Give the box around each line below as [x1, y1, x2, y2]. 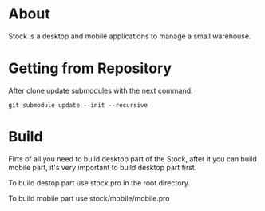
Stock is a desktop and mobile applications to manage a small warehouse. [8, 31, 251, 41]
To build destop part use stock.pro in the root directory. [8, 177, 190, 188]
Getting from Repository [8, 59, 172, 78]
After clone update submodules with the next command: [8, 86, 193, 95]
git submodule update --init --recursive [8, 101, 148, 109]
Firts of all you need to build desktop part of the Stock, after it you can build [8, 153, 257, 164]
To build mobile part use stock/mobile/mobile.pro [8, 193, 170, 203]
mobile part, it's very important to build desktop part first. [8, 162, 197, 172]
